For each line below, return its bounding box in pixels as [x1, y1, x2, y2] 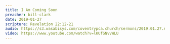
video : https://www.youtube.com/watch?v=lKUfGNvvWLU [5, 31, 119, 36]
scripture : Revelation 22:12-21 [5, 21, 73, 27]
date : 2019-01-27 [5, 17, 42, 22]
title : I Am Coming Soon [5, 7, 58, 13]
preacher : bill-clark [5, 12, 51, 17]
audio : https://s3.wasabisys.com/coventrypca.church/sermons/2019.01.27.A [5, 26, 166, 31]
